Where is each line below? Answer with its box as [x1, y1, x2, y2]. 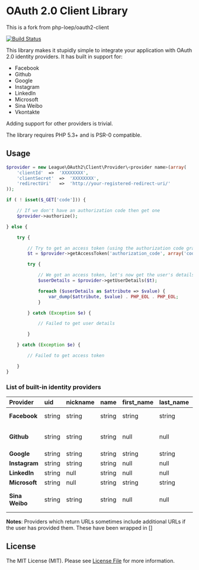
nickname [66, 398, 95, 406]
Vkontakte [14, 108, 40, 115]
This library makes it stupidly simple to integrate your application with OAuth [6, 46, 192, 54]
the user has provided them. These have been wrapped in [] [6, 524, 153, 531]
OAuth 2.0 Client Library [6, 4, 129, 18]
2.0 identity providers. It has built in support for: [6, 53, 123, 60]
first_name [122, 398, 154, 406]
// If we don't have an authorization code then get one [17, 208, 161, 214]
